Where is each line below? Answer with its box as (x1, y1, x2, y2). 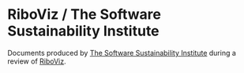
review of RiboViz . (7, 57, 66, 66)
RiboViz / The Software (7, 5, 161, 24)
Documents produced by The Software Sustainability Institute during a (7, 48, 236, 57)
